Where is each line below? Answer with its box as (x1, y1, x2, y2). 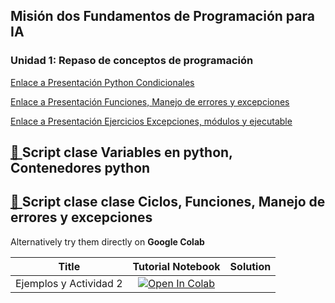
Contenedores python (10, 160, 151, 177)
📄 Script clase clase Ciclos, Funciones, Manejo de (10, 194, 326, 211)
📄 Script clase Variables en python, (10, 144, 233, 161)
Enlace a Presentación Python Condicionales (10, 76, 195, 88)
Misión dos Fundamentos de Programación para (10, 8, 315, 25)
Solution (229, 259, 272, 273)
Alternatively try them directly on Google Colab (10, 235, 205, 248)
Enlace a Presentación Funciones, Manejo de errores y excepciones (10, 95, 290, 108)
